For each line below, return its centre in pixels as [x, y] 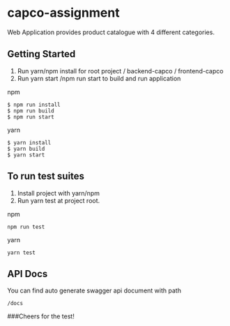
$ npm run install [34, 105]
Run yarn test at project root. [59, 200]
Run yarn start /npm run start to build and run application [99, 78]
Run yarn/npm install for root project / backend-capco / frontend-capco [120, 71]
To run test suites [46, 176]
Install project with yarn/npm [58, 193]
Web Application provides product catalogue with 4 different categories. [111, 32]
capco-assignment [63, 13]
